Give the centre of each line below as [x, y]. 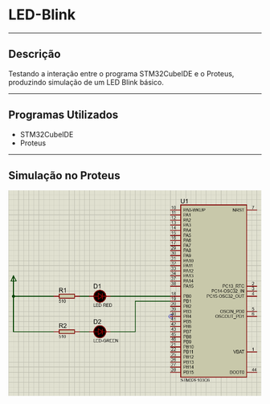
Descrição [35, 54]
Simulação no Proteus [64, 175]
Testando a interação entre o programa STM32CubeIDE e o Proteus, [121, 73]
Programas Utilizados [63, 115]
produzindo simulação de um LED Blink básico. [86, 82]
